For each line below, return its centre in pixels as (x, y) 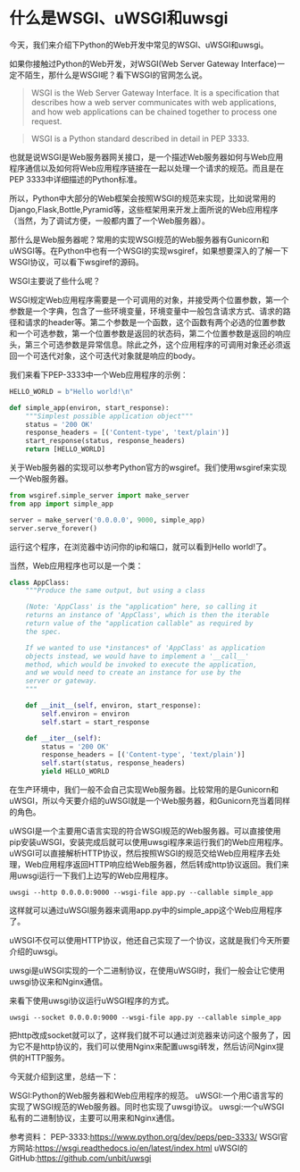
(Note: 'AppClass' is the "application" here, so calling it (141, 607)
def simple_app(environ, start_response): (89, 407)
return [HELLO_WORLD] (65, 449)
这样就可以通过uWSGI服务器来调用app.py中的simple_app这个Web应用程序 (146, 910)
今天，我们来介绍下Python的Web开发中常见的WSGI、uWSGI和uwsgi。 (139, 45)
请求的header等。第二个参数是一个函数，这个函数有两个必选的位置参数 (155, 322)
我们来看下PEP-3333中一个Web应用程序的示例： (99, 374)
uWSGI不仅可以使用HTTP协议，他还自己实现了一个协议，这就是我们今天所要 (150, 941)
